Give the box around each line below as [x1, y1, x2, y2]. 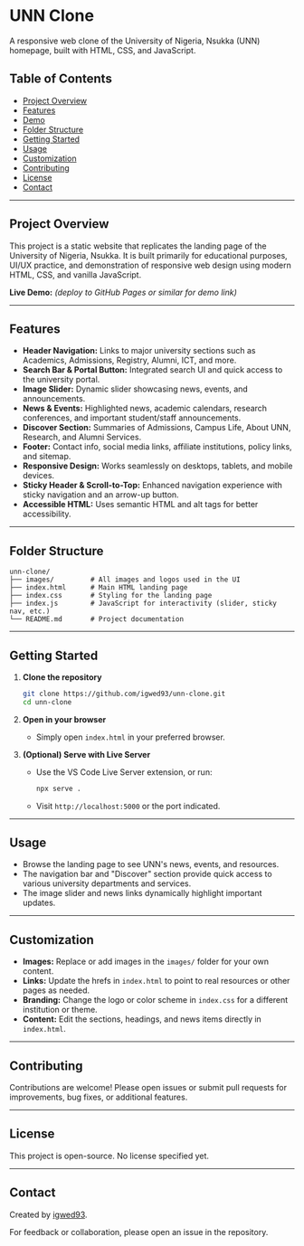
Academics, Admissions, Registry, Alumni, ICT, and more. [22, 354, 237, 366]
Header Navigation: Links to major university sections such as [22, 345, 256, 356]
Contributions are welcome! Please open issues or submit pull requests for [9, 1082, 288, 1093]
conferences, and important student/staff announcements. [22, 412, 242, 423]
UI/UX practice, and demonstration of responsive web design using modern [9, 260, 291, 270]
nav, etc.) [9, 607, 51, 616]
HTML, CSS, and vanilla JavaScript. [9, 269, 142, 280]
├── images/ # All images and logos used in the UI [9, 575, 242, 584]
